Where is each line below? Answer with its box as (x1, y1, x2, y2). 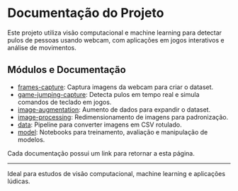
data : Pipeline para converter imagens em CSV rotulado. (17, 120, 182, 129)
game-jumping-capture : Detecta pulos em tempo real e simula (17, 90, 200, 98)
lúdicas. (7, 177, 30, 185)
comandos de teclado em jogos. (17, 98, 112, 106)
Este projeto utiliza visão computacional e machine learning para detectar (7, 28, 222, 37)
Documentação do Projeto (7, 5, 164, 21)
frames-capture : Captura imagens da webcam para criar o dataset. (17, 83, 214, 91)
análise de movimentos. (7, 43, 76, 52)
